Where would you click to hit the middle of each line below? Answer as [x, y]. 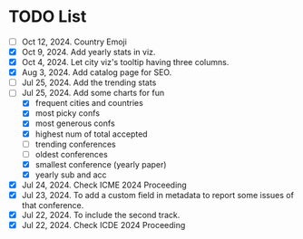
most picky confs [68, 113]
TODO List [48, 17]
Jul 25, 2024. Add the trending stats [89, 82]
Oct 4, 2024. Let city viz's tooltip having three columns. [125, 62]
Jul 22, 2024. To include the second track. [101, 215]
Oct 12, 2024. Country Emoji [74, 42]
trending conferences [76, 144]
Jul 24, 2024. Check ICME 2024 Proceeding [104, 185]
